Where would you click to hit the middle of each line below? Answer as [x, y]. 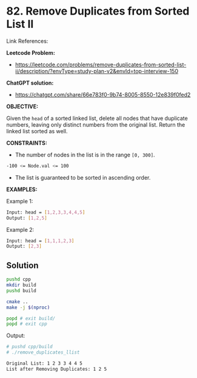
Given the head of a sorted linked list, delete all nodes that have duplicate [97, 118]
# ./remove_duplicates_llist [43, 352]
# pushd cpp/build [29, 347]
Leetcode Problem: [31, 52]
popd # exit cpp [27, 324]
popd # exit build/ [31, 318]
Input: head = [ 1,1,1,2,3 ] [40, 241]
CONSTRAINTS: [27, 143]
